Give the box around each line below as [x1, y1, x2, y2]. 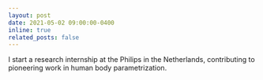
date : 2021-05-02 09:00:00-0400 [8, 19, 115, 27]
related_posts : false [8, 33, 80, 42]
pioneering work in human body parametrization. [8, 64, 167, 73]
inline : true [8, 26, 51, 34]
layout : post [8, 11, 51, 20]
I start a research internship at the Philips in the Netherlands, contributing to [8, 55, 255, 64]
